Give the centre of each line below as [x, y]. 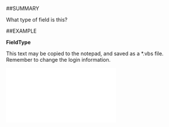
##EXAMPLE [21, 31]
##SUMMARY [23, 8]
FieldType [18, 42]
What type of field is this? [37, 20]
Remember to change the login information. [58, 60]
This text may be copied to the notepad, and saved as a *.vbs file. [85, 54]
